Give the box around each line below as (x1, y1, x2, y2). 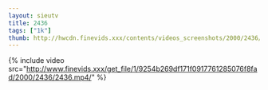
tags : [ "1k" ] (8, 26, 52, 34)
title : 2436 (8, 19, 48, 27)
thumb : (8, 33, 30, 42)
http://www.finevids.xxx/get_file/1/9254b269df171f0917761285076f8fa (26, 65, 258, 74)
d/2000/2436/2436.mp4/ (8, 72, 92, 82)
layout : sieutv (8, 11, 59, 20)
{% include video (8, 56, 65, 65)
